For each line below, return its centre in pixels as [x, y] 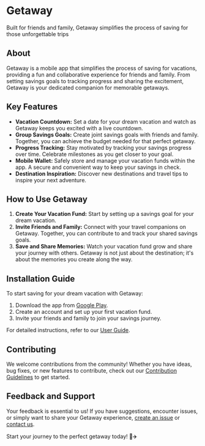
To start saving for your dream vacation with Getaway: [75, 294]
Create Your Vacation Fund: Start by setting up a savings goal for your [104, 214]
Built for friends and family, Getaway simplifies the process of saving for [97, 28]
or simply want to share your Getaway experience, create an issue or [93, 417]
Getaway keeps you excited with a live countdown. [79, 128]
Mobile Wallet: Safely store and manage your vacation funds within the [105, 160]
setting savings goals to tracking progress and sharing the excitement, [95, 81]
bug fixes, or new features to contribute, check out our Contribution [92, 370]
